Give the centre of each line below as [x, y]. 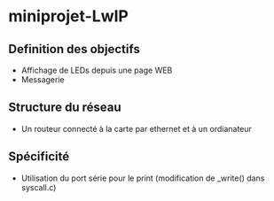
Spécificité [39, 157]
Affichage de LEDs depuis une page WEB [97, 70]
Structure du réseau [65, 108]
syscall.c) [39, 187]
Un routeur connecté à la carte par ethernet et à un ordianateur [136, 128]
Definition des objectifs [74, 49]
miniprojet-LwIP [69, 16]
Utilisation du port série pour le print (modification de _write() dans [143, 178]
